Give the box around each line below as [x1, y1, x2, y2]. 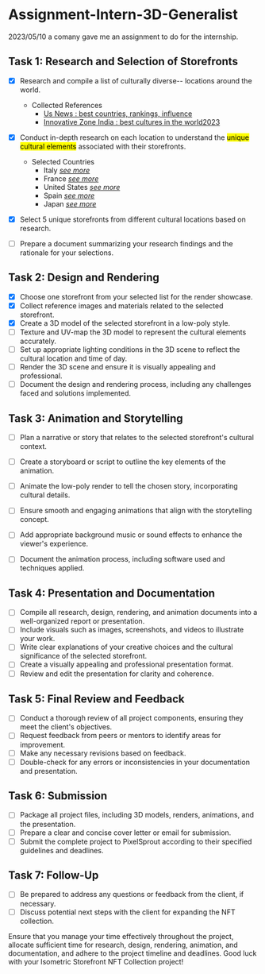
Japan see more [43, 199, 97, 208]
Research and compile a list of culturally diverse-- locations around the [19, 75, 252, 85]
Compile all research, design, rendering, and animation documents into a [19, 608, 258, 617]
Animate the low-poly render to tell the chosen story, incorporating [19, 481, 238, 491]
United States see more [43, 182, 121, 191]
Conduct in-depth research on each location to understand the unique [19, 133, 250, 142]
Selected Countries [31, 157, 95, 166]
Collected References [31, 100, 103, 110]
